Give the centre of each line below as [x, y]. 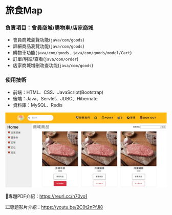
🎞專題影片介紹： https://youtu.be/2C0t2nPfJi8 [54, 207]
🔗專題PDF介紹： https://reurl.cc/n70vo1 [46, 196]
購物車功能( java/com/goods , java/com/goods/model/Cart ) [72, 53]
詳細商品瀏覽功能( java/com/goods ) [48, 46]
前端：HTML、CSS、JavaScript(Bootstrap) [58, 92]
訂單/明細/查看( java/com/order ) [46, 59]
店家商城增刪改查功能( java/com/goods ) [53, 66]
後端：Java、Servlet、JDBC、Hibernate [55, 98]
